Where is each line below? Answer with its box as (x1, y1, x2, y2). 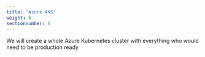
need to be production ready (6, 44, 79, 51)
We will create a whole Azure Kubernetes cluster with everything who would (6, 37, 199, 45)
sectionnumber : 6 (6, 20, 51, 26)
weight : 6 (6, 15, 32, 21)
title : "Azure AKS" (6, 9, 56, 15)
